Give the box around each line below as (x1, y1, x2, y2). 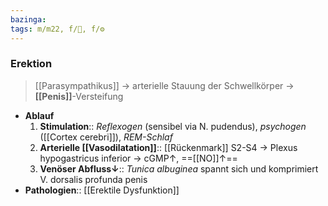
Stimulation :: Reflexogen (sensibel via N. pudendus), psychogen (39, 120, 307, 132)
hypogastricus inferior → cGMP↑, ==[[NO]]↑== (39, 152, 238, 164)
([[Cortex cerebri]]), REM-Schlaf (39, 131, 173, 143)
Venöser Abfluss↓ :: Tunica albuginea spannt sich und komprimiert (39, 162, 319, 175)
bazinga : (10, 14, 47, 25)
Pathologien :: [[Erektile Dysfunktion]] (24, 184, 180, 196)
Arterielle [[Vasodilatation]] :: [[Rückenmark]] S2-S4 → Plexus (39, 141, 298, 153)
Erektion (10, 57, 53, 71)
